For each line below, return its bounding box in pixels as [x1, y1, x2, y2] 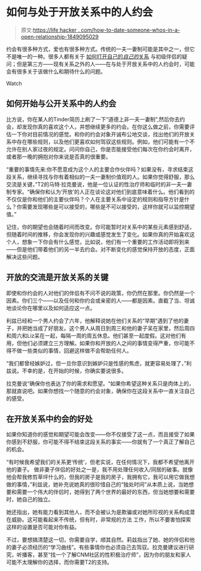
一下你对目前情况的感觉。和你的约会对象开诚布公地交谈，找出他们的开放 [11, 130, 190, 138]
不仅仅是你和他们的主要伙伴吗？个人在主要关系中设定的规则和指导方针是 [6, 196, 184, 203]
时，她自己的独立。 [6, 496, 54, 503]
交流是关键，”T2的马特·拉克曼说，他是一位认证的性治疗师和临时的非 [6, 181, 172, 188]
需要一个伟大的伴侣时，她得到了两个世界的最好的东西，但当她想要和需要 [16, 488, 195, 496]
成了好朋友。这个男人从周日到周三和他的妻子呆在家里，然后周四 [37, 324, 195, 332]
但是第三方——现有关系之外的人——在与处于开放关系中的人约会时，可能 [16, 60, 195, 68]
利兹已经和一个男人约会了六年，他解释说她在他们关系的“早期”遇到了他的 [6, 317, 184, 324]
